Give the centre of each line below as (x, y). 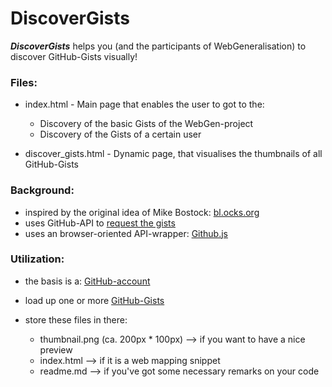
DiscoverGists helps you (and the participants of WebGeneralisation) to (158, 46)
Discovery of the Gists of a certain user (120, 134)
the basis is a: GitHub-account (87, 281)
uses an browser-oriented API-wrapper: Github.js (126, 233)
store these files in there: (76, 319)
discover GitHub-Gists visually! (74, 56)
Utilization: (37, 259)
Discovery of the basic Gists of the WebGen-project (146, 124)
